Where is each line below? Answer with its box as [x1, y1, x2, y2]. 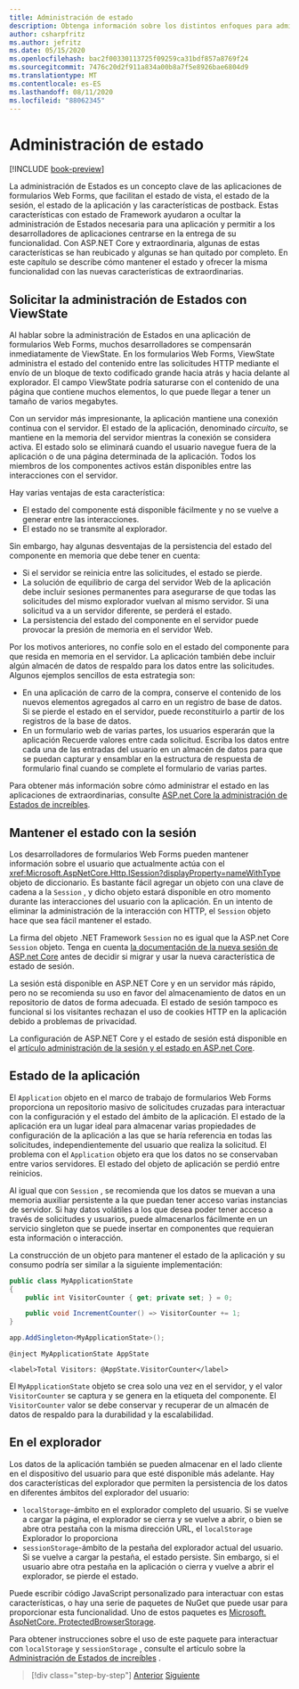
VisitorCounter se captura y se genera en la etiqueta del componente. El [9, 1390, 277, 1400]
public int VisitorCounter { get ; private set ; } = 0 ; [25, 1293, 233, 1302]
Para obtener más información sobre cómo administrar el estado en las [9, 781, 270, 791]
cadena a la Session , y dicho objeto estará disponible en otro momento [9, 886, 271, 897]
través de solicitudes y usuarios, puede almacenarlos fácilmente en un [9, 1213, 269, 1224]
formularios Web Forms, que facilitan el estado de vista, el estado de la [9, 191, 270, 201]
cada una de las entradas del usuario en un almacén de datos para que [21, 744, 283, 755]
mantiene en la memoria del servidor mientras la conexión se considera [9, 432, 271, 443]
